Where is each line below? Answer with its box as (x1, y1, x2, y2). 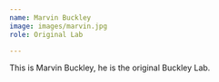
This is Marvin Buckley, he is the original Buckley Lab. (9, 62, 211, 73)
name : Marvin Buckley (9, 13, 92, 23)
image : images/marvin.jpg (9, 22, 107, 31)
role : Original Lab (9, 30, 84, 39)
